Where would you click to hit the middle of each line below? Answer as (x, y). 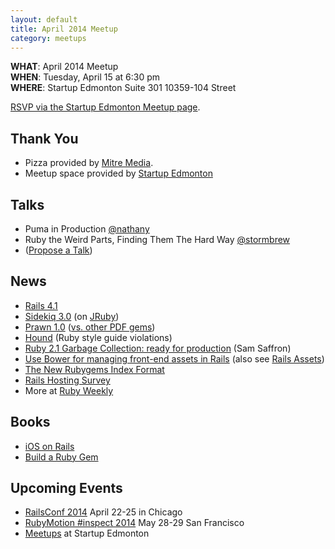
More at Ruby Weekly (69, 390)
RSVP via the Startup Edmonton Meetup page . (105, 107)
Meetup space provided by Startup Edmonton (118, 173)
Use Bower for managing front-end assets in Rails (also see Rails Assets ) (174, 358)
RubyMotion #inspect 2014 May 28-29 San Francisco (134, 523)
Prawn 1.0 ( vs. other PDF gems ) (90, 327)
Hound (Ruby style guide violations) (98, 337)
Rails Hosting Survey (67, 380)
